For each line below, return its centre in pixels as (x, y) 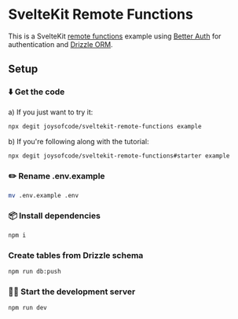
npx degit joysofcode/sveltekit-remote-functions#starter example (119, 156)
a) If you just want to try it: (51, 112)
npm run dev (27, 308)
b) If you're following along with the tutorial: (79, 141)
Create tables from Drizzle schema (76, 255)
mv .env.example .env (44, 195)
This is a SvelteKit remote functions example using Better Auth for (115, 36)
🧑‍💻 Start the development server (72, 292)
